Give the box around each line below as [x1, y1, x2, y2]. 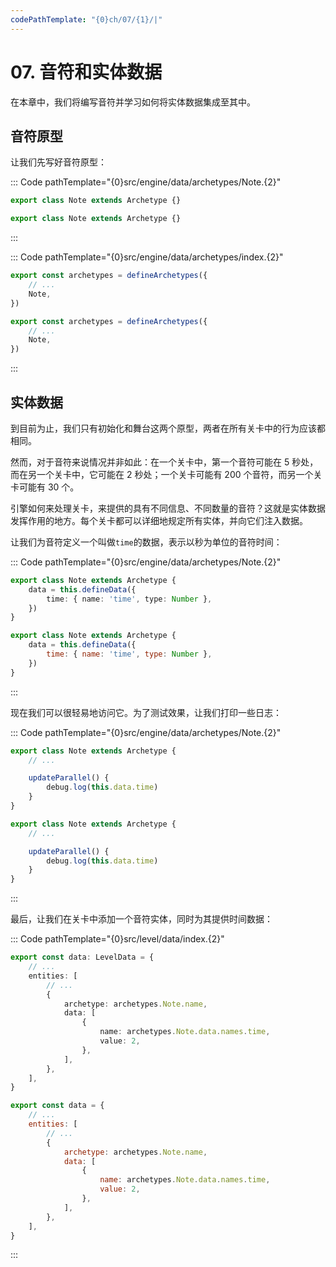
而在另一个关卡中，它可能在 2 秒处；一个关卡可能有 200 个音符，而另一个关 [10, 468, 323, 480]
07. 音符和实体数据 [10, 61, 163, 83]
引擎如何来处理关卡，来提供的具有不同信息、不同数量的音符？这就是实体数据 [10, 502, 326, 514]
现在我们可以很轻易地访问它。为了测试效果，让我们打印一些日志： [10, 706, 282, 718]
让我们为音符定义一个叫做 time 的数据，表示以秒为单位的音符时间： [10, 536, 283, 548]
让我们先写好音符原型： [10, 156, 107, 168]
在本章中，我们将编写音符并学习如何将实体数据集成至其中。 [10, 96, 256, 108]
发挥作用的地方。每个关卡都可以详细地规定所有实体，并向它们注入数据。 [10, 514, 308, 526]
